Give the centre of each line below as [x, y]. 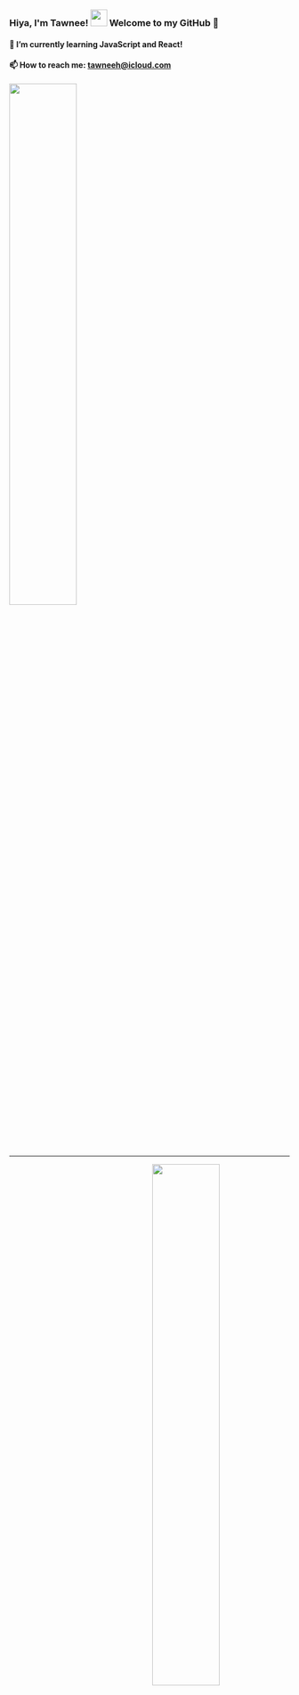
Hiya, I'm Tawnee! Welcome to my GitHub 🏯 [114, 22]
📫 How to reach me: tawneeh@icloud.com [90, 65]
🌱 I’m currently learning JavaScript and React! [96, 44]
